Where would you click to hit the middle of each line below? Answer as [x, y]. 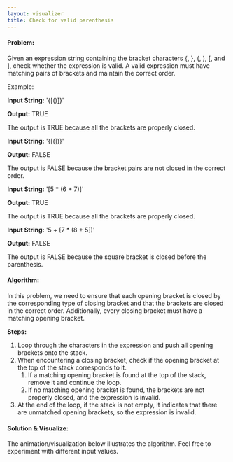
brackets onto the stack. [52, 352]
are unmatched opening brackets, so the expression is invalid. [107, 412]
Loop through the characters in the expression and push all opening [115, 345]
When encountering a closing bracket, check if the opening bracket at [118, 360]
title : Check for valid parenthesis [61, 20]
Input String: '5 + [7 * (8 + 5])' [51, 230]
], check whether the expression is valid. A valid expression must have [108, 65]
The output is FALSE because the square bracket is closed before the [107, 257]
